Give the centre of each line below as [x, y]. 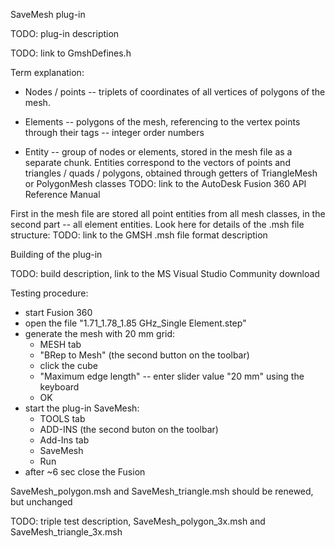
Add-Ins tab [64, 440]
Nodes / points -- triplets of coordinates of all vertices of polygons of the [175, 92]
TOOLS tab [62, 418]
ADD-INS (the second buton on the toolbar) [129, 429]
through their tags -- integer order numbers [114, 132]
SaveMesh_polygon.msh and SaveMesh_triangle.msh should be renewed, [162, 491]
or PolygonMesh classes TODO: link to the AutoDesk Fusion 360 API [165, 183]
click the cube [68, 365]
